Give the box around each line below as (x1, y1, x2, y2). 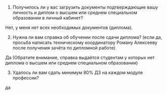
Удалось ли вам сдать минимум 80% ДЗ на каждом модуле (12, 69, 143, 75)
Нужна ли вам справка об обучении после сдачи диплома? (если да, (12, 34, 162, 40)
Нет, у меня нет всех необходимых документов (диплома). (5, 24, 133, 30)
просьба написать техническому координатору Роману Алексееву (12, 39, 157, 45)
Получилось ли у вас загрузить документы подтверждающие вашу (12, 4, 158, 10)
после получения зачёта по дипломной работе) (12, 45, 116, 50)
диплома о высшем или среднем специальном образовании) (5, 60, 138, 65)
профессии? (12, 75, 39, 80)
